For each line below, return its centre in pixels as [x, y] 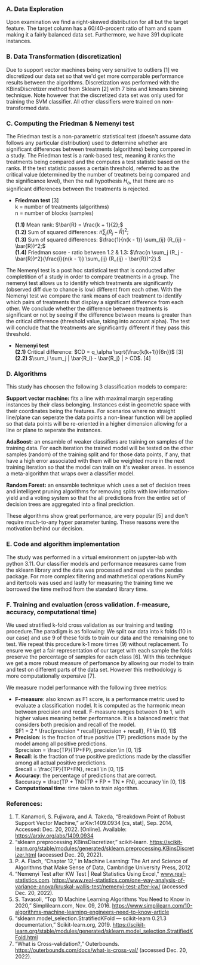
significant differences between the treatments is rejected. [78, 189]
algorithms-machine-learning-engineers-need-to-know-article [92, 912]
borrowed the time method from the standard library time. [77, 589]
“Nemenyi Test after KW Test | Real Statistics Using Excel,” [87, 874]
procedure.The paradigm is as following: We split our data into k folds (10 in [99, 632]
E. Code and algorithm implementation [63, 544]
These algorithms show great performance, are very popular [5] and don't [97, 516]
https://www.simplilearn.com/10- [152, 906]
